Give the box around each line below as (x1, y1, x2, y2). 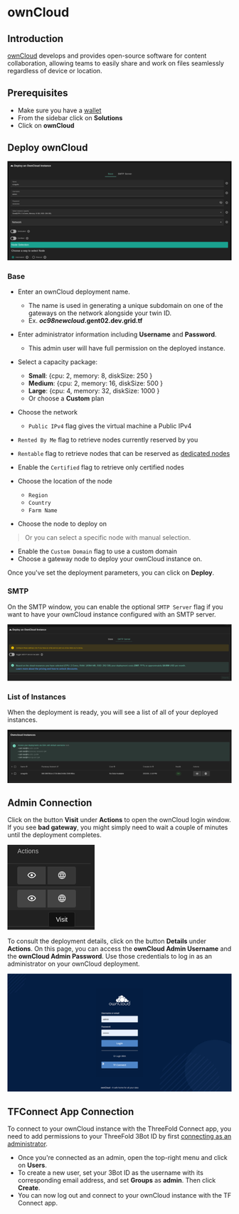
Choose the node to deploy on (17, 520, 107, 528)
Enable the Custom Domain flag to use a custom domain (17, 547, 178, 555)
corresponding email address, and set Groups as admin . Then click (17, 1176, 216, 1184)
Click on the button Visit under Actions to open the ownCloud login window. (7, 816, 231, 824)
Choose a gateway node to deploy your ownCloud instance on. (17, 555, 203, 563)
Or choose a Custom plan (28, 394, 105, 403)
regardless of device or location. (7, 67, 102, 75)
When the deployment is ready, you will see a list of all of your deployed (7, 708, 218, 717)
